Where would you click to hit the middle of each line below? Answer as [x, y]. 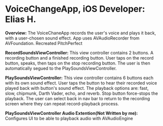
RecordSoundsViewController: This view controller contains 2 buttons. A [79, 53]
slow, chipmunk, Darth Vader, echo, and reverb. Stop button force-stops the [81, 93]
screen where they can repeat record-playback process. [62, 104]
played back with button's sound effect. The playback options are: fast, [77, 88]
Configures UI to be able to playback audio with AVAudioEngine [69, 118]
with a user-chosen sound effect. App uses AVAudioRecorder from [72, 38]
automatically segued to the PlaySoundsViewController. [61, 68]
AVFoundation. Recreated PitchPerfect [44, 43]
